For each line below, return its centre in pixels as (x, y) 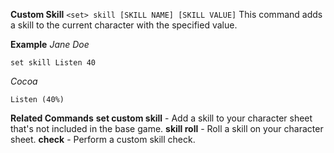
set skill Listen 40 (53, 63)
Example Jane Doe (50, 44)
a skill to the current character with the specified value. (124, 25)
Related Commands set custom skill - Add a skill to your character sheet (161, 118)
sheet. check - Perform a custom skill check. (103, 139)
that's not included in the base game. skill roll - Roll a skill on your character (167, 128)
